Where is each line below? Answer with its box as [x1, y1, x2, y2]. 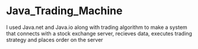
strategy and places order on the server [6, 36, 104, 43]
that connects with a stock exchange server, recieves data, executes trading [6, 30, 193, 37]
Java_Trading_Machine [6, 4, 123, 18]
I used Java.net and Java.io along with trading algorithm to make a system [6, 24, 188, 31]
